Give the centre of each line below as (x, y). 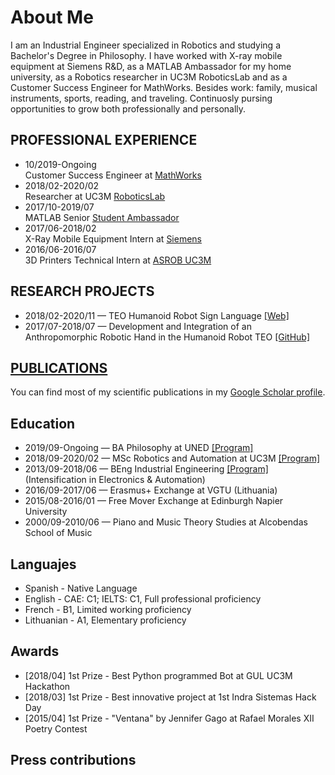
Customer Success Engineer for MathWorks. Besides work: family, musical (164, 87)
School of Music (58, 533)
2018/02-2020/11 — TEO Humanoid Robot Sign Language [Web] (157, 315)
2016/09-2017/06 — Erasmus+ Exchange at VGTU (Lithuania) (151, 490)
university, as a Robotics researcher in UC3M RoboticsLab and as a (149, 77)
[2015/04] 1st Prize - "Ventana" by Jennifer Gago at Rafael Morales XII (169, 718)
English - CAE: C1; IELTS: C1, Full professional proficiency (143, 599)
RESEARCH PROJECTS (82, 291)
